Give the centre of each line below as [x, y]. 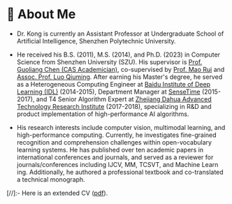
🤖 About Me [41, 14]
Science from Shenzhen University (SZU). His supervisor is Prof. [109, 61]
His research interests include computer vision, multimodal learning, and [121, 127]
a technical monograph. [51, 179]
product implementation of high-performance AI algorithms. [103, 114]
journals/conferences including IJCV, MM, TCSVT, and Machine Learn [117, 164]
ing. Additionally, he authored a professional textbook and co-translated [120, 172]
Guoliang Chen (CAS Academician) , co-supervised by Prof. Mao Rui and [121, 69]
